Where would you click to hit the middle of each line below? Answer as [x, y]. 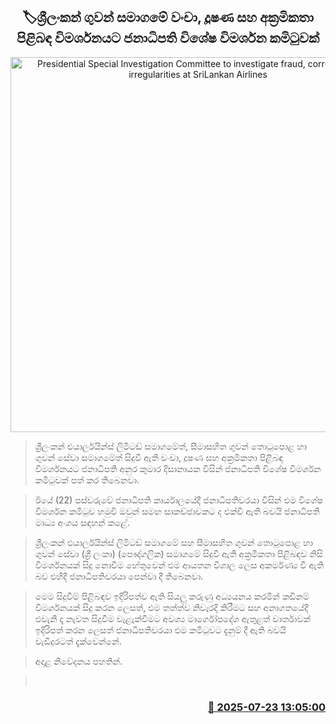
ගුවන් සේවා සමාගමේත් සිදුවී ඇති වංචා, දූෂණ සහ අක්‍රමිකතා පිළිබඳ [159, 457]
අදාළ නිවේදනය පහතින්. [78, 661]
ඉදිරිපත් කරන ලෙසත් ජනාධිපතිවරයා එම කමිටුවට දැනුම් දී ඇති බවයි [160, 630]
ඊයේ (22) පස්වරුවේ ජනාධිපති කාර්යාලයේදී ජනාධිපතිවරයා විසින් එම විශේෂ [178, 500]
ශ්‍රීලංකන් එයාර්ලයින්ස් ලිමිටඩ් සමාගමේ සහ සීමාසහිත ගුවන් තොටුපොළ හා [173, 542]
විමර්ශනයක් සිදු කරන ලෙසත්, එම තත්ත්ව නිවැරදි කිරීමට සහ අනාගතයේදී [171, 607]
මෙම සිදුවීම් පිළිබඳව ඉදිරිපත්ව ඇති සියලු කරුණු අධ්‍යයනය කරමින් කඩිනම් [172, 596]
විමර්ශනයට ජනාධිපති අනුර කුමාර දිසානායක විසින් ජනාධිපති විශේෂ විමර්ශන [178, 468]
